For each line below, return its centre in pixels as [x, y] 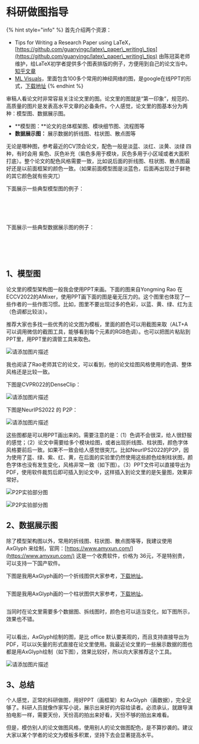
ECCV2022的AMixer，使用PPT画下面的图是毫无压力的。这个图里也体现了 [96, 296]
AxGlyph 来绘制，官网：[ [36, 548]
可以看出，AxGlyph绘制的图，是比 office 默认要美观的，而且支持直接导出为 [98, 636]
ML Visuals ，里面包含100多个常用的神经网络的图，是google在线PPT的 [100, 79]
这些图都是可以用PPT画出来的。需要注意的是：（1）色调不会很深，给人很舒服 [99, 435]
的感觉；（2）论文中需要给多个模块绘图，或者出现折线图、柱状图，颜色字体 [97, 442]
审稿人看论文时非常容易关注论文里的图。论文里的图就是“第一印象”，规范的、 [99, 98]
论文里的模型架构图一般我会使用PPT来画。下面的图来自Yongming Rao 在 [94, 289]
